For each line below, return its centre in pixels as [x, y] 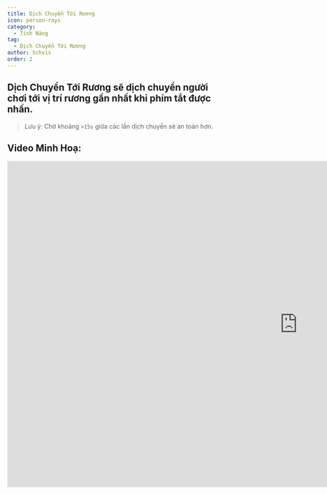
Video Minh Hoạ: [44, 148]
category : [22, 27]
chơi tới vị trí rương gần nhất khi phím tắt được [109, 99]
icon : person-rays [34, 20]
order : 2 [20, 59]
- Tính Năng [31, 33]
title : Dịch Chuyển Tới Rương [51, 14]
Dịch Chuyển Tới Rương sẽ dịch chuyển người [108, 88]
